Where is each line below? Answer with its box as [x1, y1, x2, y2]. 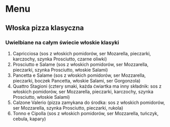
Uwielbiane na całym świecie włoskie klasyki [5, 39, 119, 46]
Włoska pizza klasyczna [5, 24, 84, 32]
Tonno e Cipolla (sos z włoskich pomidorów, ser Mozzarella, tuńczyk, [12, 110, 159, 116]
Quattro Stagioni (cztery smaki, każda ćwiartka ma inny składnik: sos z [12, 83, 162, 89]
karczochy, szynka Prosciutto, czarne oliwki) [12, 56, 108, 62]
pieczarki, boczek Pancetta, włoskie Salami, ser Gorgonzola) [12, 77, 141, 83]
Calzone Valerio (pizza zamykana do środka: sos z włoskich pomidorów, [12, 99, 165, 105]
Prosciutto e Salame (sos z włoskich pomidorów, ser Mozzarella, [12, 61, 148, 67]
